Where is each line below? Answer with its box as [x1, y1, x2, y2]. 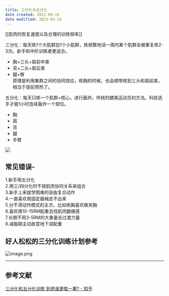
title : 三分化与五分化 [5, 7, 48, 13]
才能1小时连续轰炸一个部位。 [9, 101, 69, 107]
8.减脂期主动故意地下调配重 [5, 221, 62, 227]
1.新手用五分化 [5, 177, 35, 183]
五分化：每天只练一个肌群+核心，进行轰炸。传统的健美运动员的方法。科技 [5, 95, 158, 101]
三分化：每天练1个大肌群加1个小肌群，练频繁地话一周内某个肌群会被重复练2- [5, 42, 163, 48]
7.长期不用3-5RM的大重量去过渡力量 [5, 214, 80, 220]
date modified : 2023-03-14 [5, 17, 62, 22]
